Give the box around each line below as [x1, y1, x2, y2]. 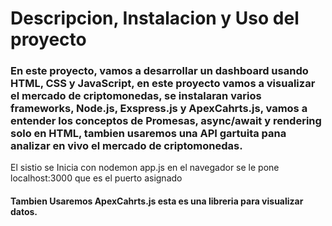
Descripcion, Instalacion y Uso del [10, 7, 300, 30]
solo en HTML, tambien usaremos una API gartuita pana [10, 127, 287, 141]
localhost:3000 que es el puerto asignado [10, 172, 183, 184]
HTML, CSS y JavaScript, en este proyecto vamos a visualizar [10, 77, 316, 91]
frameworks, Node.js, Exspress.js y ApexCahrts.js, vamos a [10, 102, 308, 116]
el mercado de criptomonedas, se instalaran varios [10, 89, 262, 103]
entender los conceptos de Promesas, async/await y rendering [10, 114, 322, 128]
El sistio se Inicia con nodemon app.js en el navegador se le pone [10, 162, 280, 174]
